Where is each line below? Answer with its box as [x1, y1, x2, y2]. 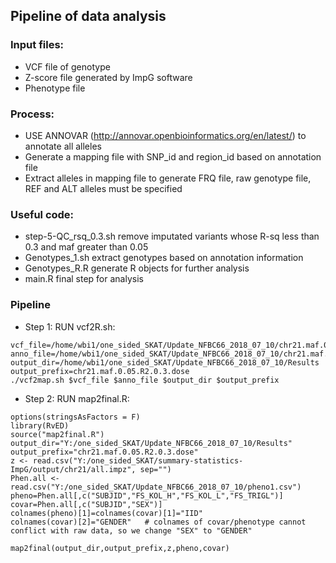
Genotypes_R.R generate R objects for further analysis [24, 262, 250, 274]
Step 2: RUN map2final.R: [24, 392, 130, 404]
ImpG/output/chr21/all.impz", [10, 464, 137, 474]
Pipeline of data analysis [10, 8, 167, 25]
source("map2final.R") [10, 429, 105, 439]
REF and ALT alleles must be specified [24, 182, 183, 194]
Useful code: [10, 207, 75, 221]
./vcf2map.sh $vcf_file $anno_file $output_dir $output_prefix [10, 375, 280, 385]
